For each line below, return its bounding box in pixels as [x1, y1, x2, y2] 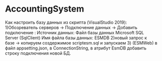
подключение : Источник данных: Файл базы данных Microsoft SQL [5, 30, 144, 35]
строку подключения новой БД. [5, 50, 71, 56]
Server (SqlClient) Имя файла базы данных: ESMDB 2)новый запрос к [5, 35, 147, 41]
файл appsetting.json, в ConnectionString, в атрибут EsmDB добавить [5, 45, 147, 51]
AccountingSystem [5, 3, 85, 15]
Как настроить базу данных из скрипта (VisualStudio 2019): [5, 19, 127, 25]
